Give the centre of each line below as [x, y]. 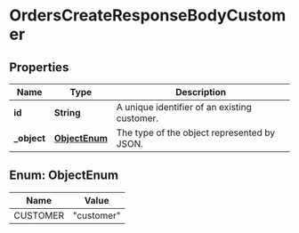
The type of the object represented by [196, 133]
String [67, 112]
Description [201, 92]
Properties [39, 67]
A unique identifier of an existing [184, 107]
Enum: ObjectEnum [64, 176]
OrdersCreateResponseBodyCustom [148, 16]
